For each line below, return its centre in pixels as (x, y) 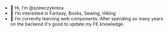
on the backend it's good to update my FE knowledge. (67, 24)
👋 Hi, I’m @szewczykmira (37, 8)
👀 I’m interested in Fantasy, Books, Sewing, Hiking (63, 13)
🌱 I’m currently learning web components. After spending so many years (87, 19)
